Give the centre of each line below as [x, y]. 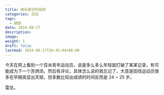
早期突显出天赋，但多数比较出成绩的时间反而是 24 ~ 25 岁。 [74, 77]
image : [12, 37]
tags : [10, 19]
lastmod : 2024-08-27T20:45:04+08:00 [42, 50]
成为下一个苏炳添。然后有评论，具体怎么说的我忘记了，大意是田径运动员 [82, 71]
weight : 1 [15, 41]
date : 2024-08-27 [23, 28]
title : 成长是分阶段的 [26, 9]
